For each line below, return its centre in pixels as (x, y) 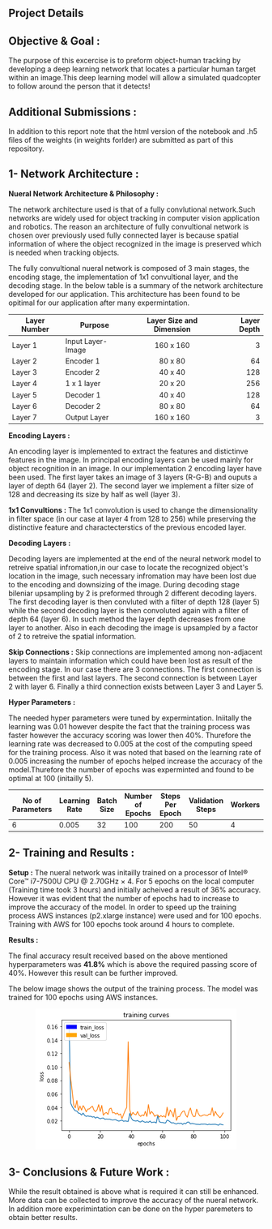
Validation (206, 800)
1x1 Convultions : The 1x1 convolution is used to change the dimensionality (133, 509)
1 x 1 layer (83, 384)
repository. (26, 148)
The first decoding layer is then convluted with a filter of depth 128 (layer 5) (134, 602)
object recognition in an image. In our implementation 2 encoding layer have (135, 468)
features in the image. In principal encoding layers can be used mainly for (131, 460)
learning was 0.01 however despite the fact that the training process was (130, 726)
